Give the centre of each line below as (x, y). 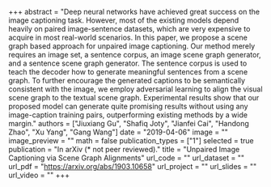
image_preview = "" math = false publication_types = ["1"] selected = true (131, 140)
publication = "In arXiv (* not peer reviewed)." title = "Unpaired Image (124, 149)
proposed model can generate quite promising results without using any (128, 106)
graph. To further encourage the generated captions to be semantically (127, 81)
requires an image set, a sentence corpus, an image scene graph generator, (135, 55)
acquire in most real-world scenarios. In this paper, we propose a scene (128, 37)
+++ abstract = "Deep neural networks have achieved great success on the (134, 12)
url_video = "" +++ (39, 175)
